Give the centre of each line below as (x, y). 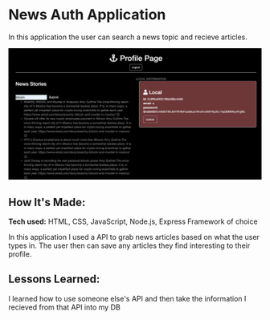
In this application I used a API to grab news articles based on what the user (134, 237)
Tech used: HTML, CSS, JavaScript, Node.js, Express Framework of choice (133, 221)
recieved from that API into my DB (64, 307)
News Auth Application (87, 15)
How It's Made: (47, 202)
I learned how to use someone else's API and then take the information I (127, 298)
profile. (20, 254)
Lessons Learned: (54, 279)
